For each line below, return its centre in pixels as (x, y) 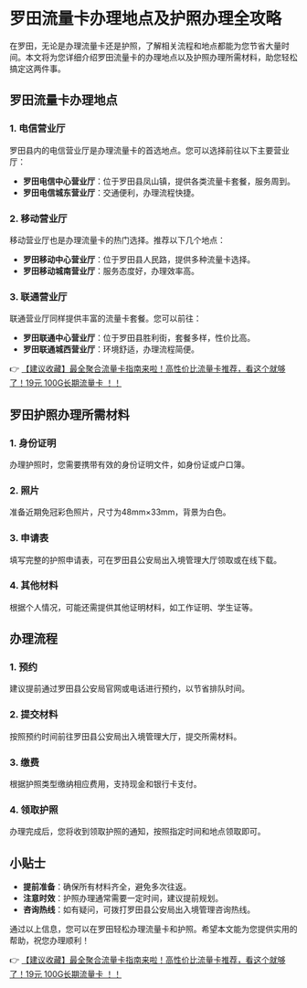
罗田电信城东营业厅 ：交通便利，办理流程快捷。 (111, 192)
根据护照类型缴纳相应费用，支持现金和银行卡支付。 (106, 784)
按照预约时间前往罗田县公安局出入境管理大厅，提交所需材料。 (126, 736)
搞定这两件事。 (37, 69)
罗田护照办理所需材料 (69, 414)
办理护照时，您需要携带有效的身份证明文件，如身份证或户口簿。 (129, 464)
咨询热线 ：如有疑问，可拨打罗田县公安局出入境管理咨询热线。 (139, 909)
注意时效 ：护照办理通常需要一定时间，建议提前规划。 (123, 898)
